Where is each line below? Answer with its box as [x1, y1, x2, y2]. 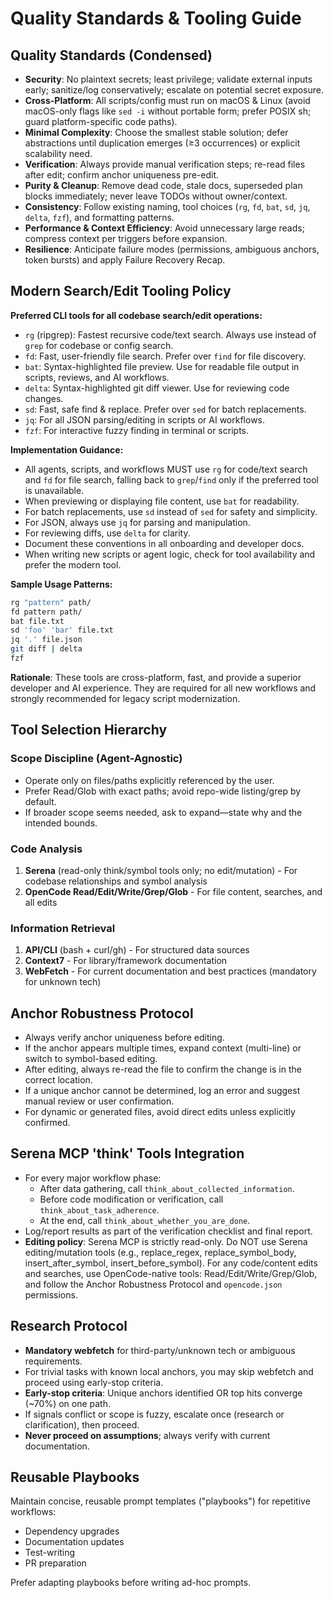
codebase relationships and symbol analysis [24, 875, 208, 887]
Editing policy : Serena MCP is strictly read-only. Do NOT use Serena [24, 1235, 308, 1247]
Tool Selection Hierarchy [10, 722, 168, 739]
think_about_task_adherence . [39, 1203, 160, 1216]
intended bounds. [24, 817, 98, 829]
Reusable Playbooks [10, 1469, 140, 1486]
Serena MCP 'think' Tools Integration [10, 1145, 245, 1162]
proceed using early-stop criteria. [24, 1376, 164, 1388]
